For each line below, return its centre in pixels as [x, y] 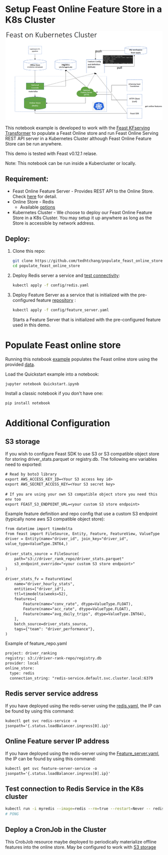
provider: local [22, 663]
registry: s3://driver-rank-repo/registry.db [53, 658]
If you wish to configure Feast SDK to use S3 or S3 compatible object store [82, 454]
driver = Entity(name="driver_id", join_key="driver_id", [67, 539]
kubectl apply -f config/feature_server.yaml [60, 310]
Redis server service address [52, 694]
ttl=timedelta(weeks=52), [41, 594]
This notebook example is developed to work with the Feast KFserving [77, 128]
